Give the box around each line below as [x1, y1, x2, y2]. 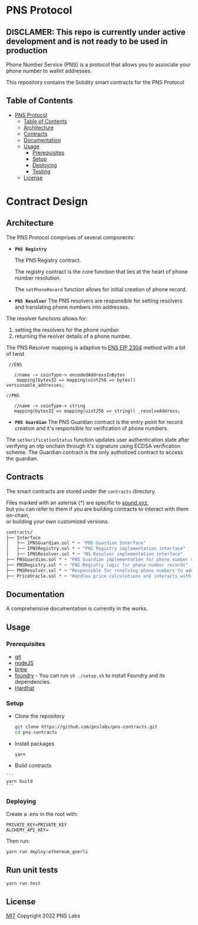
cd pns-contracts [14, 729, 58, 736]
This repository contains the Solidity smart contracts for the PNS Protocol [6, 79, 184, 85]
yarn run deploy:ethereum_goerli [6, 849, 88, 855]
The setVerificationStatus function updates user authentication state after [6, 436, 190, 443]
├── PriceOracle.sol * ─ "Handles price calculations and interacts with [6, 573, 192, 579]
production [6, 45, 48, 55]
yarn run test [6, 881, 41, 887]
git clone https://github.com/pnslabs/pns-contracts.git [14, 724, 158, 730]
